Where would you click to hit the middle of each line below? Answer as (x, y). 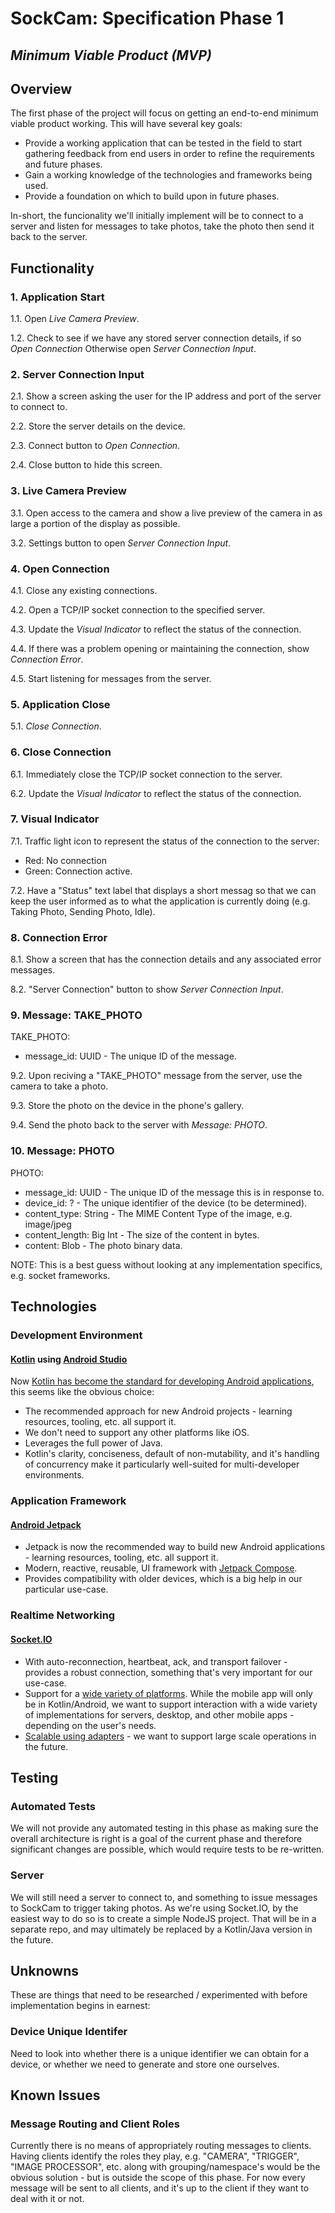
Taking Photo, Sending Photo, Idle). (83, 911)
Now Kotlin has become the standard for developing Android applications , (162, 1381)
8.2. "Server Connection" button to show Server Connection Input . (147, 989)
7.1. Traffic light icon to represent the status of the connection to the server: (165, 841)
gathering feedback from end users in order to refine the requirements (169, 154)
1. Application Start (57, 297)
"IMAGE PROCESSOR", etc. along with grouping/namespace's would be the (165, 2167)
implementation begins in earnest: (80, 2006)
